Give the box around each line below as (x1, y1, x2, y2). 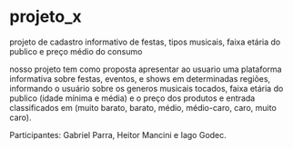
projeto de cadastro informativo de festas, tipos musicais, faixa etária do (9, 36, 281, 47)
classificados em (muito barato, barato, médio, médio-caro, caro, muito (9, 102, 278, 113)
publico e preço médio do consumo (9, 45, 143, 56)
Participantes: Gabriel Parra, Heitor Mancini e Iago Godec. (9, 129, 227, 140)
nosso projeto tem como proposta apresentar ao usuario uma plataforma (9, 64, 282, 74)
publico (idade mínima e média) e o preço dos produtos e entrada (9, 93, 256, 104)
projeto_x (9, 6, 82, 27)
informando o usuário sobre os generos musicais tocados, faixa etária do (9, 83, 284, 94)
